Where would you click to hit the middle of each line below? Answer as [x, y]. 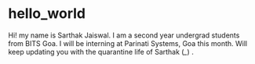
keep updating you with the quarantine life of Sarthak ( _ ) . [101, 52]
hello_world [47, 14]
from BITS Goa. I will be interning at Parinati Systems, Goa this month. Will [128, 43]
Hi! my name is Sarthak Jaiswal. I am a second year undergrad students [124, 35]
